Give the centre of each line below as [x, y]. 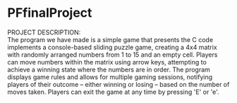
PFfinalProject [50, 13]
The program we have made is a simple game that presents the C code [110, 39]
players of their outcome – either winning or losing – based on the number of [119, 84]
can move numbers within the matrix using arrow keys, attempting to [107, 62]
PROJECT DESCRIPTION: [44, 32]
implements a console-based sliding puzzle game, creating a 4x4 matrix [112, 47]
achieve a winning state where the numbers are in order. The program [109, 69]
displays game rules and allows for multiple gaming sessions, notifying [110, 77]
